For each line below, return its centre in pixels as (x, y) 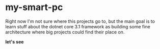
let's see (15, 41)
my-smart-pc (34, 7)
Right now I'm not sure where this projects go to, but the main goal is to (80, 21)
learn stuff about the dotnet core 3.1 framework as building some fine (78, 26)
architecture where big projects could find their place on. (65, 32)
